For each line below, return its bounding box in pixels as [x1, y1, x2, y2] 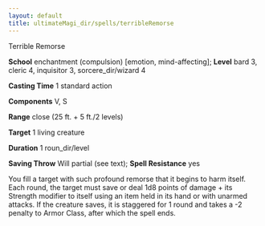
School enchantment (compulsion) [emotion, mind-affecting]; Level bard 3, [8, 57, 258, 67]
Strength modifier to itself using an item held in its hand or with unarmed [8, 191, 247, 200]
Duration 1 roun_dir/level [8, 143, 90, 152]
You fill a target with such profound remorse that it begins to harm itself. [8, 174, 247, 184]
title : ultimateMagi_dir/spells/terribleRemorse [8, 19, 174, 27]
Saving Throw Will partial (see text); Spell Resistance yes [8, 158, 201, 168]
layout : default [8, 11, 63, 20]
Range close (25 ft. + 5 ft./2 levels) [8, 111, 124, 121]
